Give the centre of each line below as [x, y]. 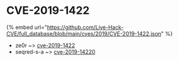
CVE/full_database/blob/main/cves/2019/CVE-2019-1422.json [84, 33]
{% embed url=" [27, 27]
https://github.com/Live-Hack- [85, 27]
